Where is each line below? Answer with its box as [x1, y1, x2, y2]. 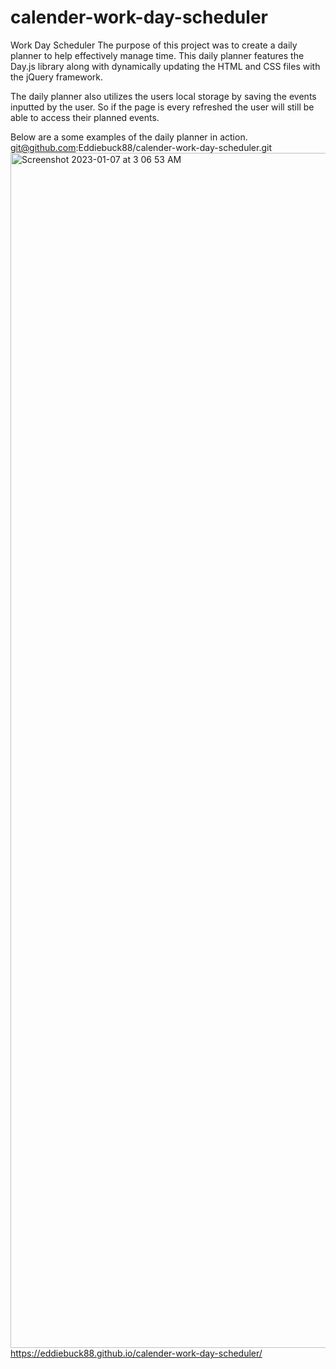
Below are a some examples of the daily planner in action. [10, 131, 248, 143]
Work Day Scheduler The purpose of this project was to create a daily [10, 39, 298, 51]
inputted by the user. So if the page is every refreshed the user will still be [10, 101, 315, 113]
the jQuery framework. [10, 71, 104, 83]
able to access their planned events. [10, 111, 160, 123]
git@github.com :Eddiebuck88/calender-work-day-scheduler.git [10, 141, 272, 153]
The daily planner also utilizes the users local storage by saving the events [10, 90, 317, 102]
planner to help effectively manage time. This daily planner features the [10, 49, 305, 61]
